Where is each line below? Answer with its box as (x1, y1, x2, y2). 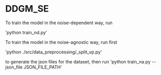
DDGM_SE (5, 3, 49, 15)
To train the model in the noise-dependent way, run (5, 20, 113, 26)
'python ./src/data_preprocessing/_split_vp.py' (5, 49, 103, 55)
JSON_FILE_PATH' (23, 64, 62, 70)
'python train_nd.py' (5, 29, 47, 35)
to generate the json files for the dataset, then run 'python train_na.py (5, 58, 151, 64)
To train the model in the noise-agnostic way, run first (5, 39, 118, 45)
